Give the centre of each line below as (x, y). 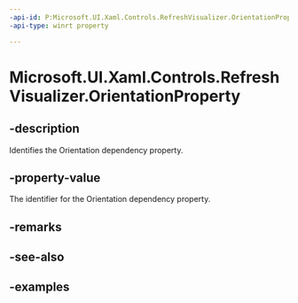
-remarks (35, 227)
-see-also (37, 257)
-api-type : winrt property (59, 26)
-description (44, 129)
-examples (39, 287)
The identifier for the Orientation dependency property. (110, 199)
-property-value (55, 178)
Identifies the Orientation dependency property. (96, 150)
